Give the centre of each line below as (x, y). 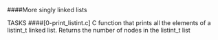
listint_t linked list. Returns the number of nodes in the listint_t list (99, 30)
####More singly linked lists (47, 10)
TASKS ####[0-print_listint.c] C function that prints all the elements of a (109, 23)
